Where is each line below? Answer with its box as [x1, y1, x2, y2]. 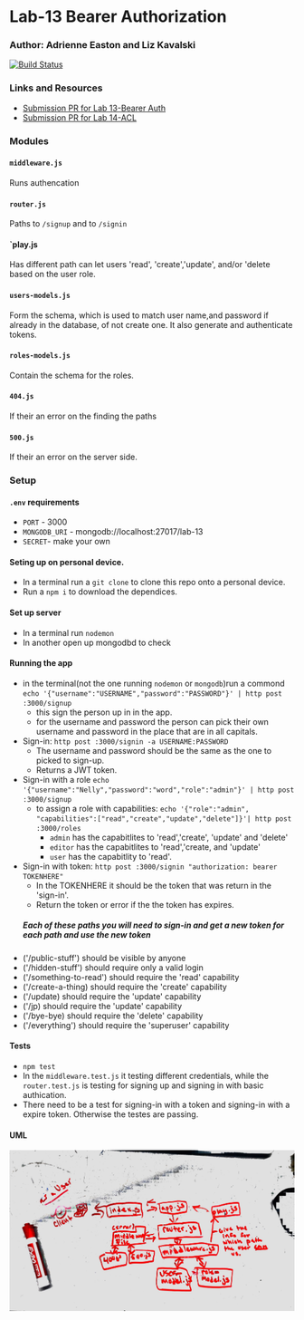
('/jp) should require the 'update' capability [22, 1000, 183, 1011]
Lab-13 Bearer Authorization [9, 6, 227, 27]
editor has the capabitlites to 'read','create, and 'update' [49, 841, 261, 853]
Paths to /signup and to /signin [9, 218, 128, 229]
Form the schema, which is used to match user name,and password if [9, 310, 269, 321]
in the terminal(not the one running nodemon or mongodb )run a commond [22, 678, 285, 689]
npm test [22, 1063, 56, 1072]
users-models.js [9, 291, 71, 300]
